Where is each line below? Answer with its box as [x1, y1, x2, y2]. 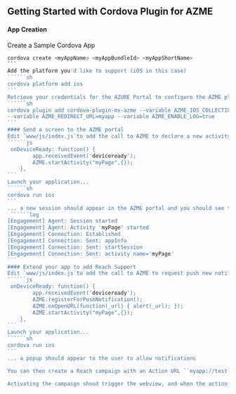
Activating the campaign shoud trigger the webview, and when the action [7, 380, 228, 387]
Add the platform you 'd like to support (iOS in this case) [7, 67, 188, 74]
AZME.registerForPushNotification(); [32, 296, 143, 303]
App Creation [7, 25, 47, 34]
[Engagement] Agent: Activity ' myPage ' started [7, 224, 150, 231]
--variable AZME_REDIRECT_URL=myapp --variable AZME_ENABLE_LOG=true [7, 113, 216, 120]
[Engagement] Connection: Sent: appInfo [7, 237, 128, 244]
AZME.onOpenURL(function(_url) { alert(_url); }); [32, 302, 184, 310]
